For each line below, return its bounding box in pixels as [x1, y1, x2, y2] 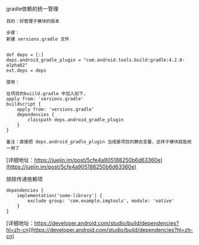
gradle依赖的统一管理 [6, 5, 58, 12]
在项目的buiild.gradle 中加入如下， [6, 91, 88, 97]
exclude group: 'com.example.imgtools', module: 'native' [27, 198, 175, 204]
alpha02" [6, 62, 28, 68]
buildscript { [6, 101, 42, 107]
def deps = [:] [6, 52, 44, 58]
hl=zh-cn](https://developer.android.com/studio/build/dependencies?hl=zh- [6, 226, 194, 233]
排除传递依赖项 [6, 176, 43, 182]
